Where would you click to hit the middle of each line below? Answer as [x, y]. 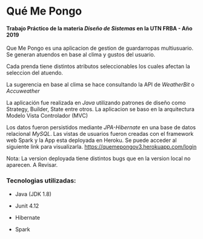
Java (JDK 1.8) [33, 194]
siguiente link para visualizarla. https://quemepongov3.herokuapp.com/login [101, 147]
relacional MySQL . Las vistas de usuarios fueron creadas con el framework [100, 134]
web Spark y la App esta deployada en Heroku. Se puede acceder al [92, 140]
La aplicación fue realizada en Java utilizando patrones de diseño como [96, 103]
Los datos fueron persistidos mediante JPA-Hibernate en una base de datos [101, 127]
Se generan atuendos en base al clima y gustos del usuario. [81, 55]
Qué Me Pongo [44, 11]
